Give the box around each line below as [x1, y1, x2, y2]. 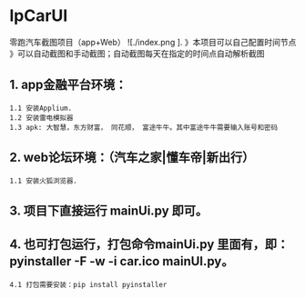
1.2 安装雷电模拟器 [9, 113, 74, 123]
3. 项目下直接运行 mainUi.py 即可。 [9, 203, 208, 218]
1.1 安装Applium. [9, 104, 73, 113]
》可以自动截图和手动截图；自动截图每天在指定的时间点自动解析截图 [9, 47, 265, 59]
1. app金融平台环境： [9, 77, 127, 93]
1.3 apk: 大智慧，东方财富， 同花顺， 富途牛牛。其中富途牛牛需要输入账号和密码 [9, 123, 279, 132]
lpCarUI [9, 5, 68, 26]
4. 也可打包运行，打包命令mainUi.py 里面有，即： [9, 237, 290, 253]
